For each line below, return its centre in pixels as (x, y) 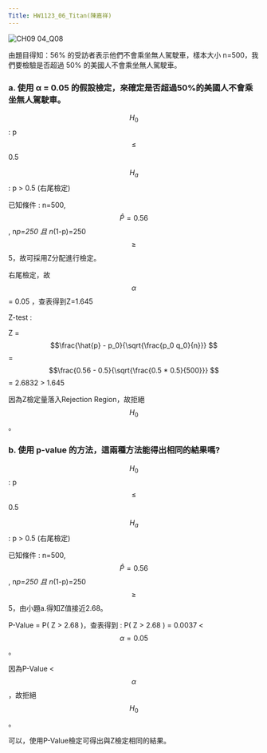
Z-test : (20, 317)
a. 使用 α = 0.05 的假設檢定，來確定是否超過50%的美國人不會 (127, 87)
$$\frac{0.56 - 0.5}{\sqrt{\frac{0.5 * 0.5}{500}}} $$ (134, 370)
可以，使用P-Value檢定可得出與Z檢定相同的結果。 (90, 741)
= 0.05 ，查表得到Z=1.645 (51, 301)
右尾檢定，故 (29, 275)
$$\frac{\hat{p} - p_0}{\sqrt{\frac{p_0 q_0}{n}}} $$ (134, 345)
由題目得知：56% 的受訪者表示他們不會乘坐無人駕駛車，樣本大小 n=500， (130, 55)
